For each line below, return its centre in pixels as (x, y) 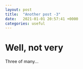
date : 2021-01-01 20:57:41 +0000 (42, 19)
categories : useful (25, 23)
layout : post (19, 10)
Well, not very (34, 48)
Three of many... (22, 62)
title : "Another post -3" (33, 14)
